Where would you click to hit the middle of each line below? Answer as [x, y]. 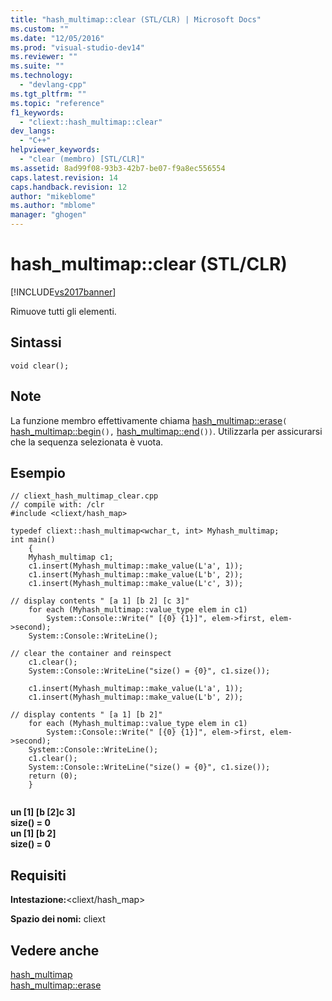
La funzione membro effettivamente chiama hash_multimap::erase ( [149, 420]
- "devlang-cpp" [53, 85]
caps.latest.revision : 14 [64, 177]
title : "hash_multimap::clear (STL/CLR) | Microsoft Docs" [136, 19]
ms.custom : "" [40, 29]
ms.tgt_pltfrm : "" [48, 94]
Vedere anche [55, 950]
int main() [33, 540]
